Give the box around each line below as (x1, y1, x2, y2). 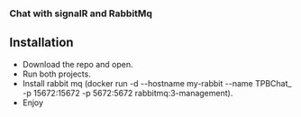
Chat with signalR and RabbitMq (9, 7, 153, 20)
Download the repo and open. (22, 58, 133, 69)
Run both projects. (22, 68, 92, 79)
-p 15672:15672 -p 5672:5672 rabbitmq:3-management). (22, 87, 233, 98)
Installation (9, 35, 74, 50)
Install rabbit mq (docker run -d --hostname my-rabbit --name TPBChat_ (22, 77, 292, 88)
